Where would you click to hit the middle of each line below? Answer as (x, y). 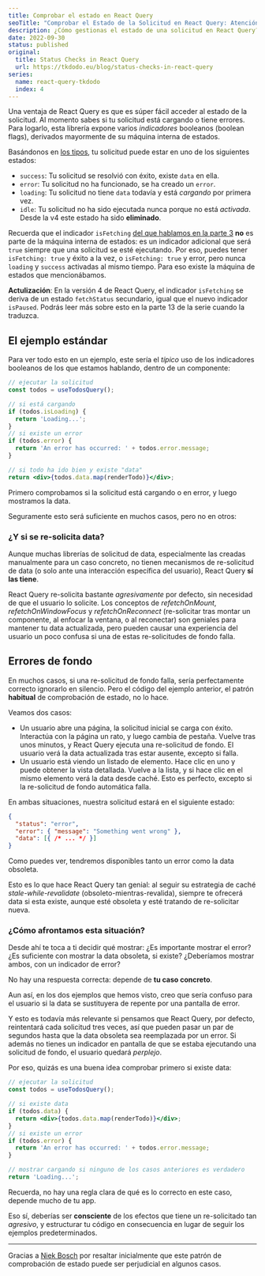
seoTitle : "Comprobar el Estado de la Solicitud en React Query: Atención (134, 23)
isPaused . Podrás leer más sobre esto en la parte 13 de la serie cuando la (127, 307)
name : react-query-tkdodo (58, 81)
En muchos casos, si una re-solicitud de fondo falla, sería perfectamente (126, 680)
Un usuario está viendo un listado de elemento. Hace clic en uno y (127, 761)
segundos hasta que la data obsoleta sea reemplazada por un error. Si (122, 1036)
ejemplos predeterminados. (53, 1232)
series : (21, 74)
